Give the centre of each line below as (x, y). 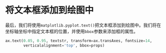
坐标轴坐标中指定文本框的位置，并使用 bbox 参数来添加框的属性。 (72, 31)
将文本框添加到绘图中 (50, 10)
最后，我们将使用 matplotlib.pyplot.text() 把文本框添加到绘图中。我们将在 (83, 25)
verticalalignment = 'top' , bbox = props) (64, 45)
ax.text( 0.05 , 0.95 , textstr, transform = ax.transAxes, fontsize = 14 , (79, 40)
